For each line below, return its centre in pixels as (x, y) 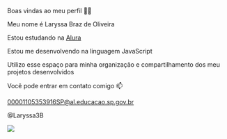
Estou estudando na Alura (44, 38)
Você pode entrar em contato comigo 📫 (65, 86)
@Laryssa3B (25, 115)
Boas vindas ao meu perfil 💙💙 (49, 11)
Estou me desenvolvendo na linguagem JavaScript (80, 51)
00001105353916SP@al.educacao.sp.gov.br (71, 102)
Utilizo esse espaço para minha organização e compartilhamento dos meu (114, 65)
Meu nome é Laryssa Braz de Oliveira (61, 24)
